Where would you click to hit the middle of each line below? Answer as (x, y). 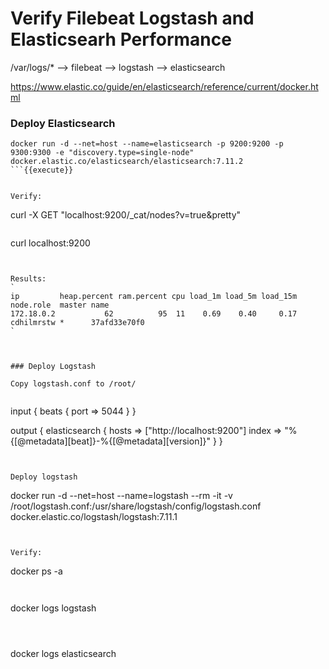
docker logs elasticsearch (63, 654)
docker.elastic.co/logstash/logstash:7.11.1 (94, 517)
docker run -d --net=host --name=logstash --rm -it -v (121, 496)
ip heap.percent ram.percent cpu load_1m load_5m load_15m (154, 297)
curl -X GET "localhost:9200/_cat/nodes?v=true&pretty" (126, 215)
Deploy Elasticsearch (63, 123)
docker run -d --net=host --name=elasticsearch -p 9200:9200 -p (147, 144)
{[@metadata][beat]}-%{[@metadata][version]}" (111, 441)
